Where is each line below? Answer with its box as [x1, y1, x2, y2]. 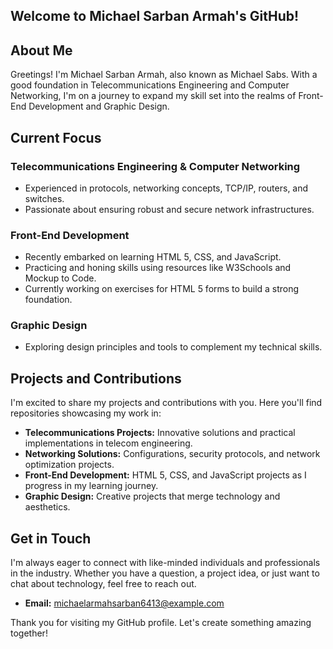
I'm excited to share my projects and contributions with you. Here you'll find [10, 397, 323, 409]
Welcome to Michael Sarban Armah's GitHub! [10, 8, 300, 25]
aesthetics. [24, 501, 71, 513]
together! [10, 627, 48, 639]
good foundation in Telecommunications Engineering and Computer [10, 79, 290, 91]
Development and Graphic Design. [28, 100, 170, 113]
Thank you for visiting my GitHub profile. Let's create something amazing [10, 617, 312, 629]
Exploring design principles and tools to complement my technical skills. [24, 341, 323, 353]
